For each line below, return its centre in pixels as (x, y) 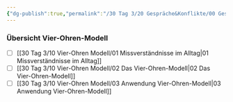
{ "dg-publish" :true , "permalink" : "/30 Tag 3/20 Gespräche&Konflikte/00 (111, 14)
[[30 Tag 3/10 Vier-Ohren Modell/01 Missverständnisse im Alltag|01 (113, 53)
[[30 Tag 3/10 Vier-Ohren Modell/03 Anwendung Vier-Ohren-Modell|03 (119, 83)
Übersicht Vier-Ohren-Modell (57, 37)
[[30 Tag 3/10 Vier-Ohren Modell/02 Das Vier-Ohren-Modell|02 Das (113, 68)
